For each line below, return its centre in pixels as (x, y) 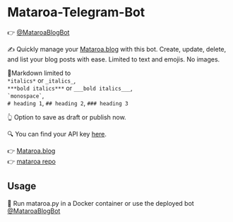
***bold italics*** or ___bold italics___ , (70, 88)
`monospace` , (26, 95)
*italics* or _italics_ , (42, 80)
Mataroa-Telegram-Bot (76, 12)
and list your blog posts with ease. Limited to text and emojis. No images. (114, 59)
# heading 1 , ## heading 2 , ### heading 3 (68, 103)
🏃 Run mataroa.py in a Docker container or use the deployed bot (101, 203)
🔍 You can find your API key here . (57, 134)
